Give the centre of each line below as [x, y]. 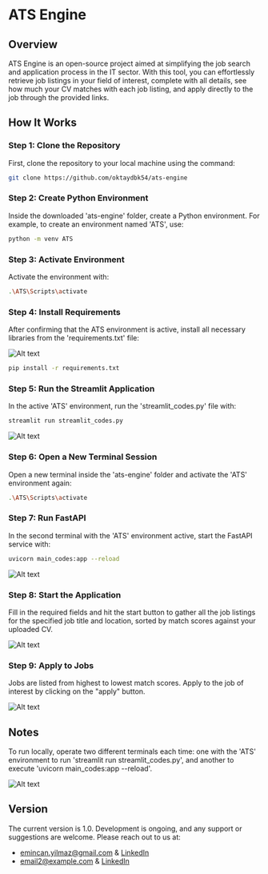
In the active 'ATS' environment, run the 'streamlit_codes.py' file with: [122, 406]
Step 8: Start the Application [65, 594]
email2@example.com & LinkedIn [74, 861]
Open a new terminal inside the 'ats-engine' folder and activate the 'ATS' [128, 474]
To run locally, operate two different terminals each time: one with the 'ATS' [132, 751]
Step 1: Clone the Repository [64, 146]
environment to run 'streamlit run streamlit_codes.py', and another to [121, 760]
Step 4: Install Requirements [65, 312]
